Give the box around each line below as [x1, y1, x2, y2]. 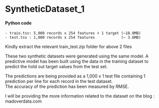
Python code [5, 20, 32, 26]
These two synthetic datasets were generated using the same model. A [5, 53, 149, 59]
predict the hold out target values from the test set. [5, 64, 108, 70]
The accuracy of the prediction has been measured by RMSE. [5, 83, 129, 89]
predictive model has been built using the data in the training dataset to [5, 58, 149, 64]
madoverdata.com [5, 98, 42, 104]
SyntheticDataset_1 [5, 3, 85, 15]
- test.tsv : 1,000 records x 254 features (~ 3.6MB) [5, 35, 141, 40]
